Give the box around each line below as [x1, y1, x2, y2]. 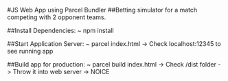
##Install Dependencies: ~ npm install [7, 27, 115, 34]
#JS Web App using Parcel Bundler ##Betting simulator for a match [7, 6, 198, 14]
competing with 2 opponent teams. [7, 13, 106, 21]
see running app [7, 47, 54, 55]
